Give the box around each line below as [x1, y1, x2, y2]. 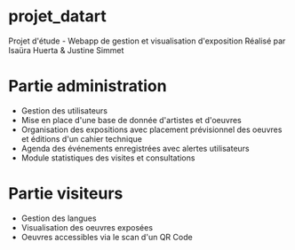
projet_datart [8, 6, 108, 27]
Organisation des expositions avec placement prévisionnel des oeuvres [20, 124, 283, 135]
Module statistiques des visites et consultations [20, 152, 195, 163]
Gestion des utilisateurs [20, 105, 108, 116]
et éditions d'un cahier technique [20, 133, 143, 144]
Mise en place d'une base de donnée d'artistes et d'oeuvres [20, 114, 242, 125]
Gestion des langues [20, 213, 97, 223]
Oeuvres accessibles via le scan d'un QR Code [20, 231, 193, 242]
